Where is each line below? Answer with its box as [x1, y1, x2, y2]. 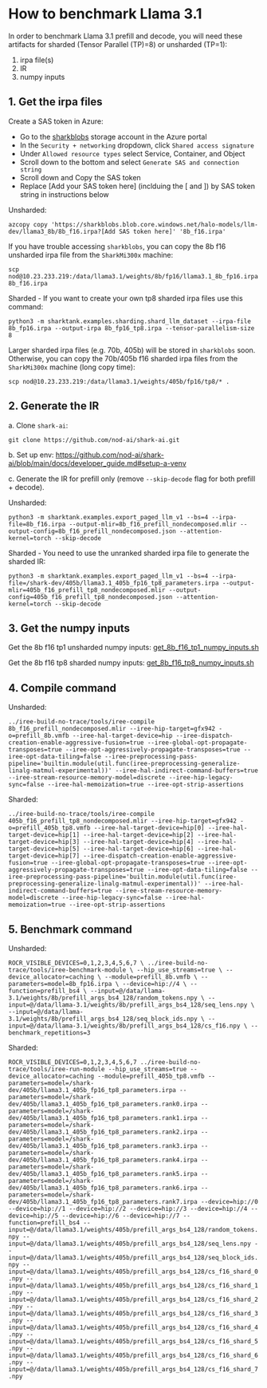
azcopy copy [8, 220, 48, 228]
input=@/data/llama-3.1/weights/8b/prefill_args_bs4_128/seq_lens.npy [8, 1001, 248, 1009]
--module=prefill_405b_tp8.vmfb [96, 1072, 205, 1080]
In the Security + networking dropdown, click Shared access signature [19, 140, 255, 150]
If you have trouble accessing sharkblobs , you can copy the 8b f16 [8, 241, 226, 251]
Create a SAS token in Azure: [8, 116, 104, 126]
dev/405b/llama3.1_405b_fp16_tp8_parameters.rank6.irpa [8, 1184, 198, 1192]
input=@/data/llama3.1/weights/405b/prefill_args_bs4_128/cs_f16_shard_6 [8, 1351, 259, 1359]
